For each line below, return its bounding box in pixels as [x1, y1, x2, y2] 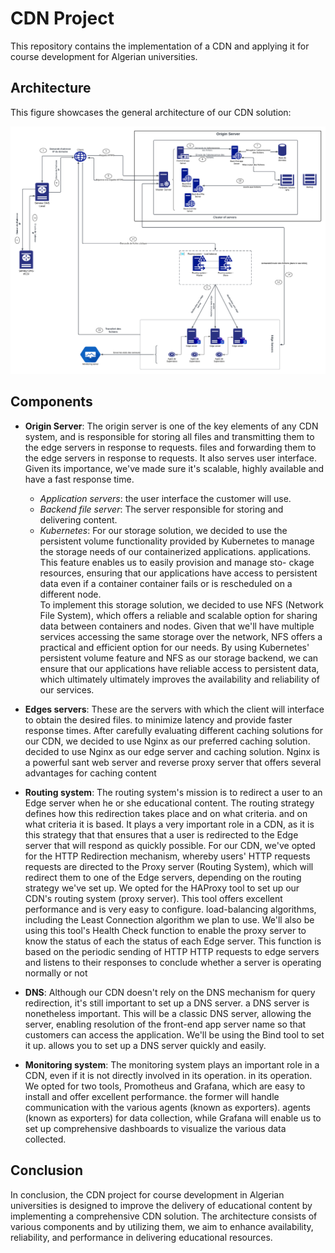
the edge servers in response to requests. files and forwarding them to [24, 441, 317, 453]
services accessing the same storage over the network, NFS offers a [39, 630, 323, 642]
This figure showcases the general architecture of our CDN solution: [10, 106, 292, 118]
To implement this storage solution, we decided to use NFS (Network [39, 598, 324, 611]
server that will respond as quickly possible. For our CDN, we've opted [24, 839, 316, 851]
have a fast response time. [24, 473, 135, 485]
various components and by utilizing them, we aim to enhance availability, [10, 1220, 314, 1232]
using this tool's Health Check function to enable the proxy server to [24, 924, 307, 936]
